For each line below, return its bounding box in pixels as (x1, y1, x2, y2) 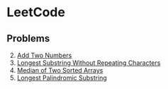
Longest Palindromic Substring (16, 73, 107, 82)
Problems (6, 32, 50, 44)
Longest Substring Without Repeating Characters (16, 59, 161, 67)
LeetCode (6, 4, 65, 20)
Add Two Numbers (16, 51, 72, 59)
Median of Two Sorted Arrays (16, 66, 103, 74)
